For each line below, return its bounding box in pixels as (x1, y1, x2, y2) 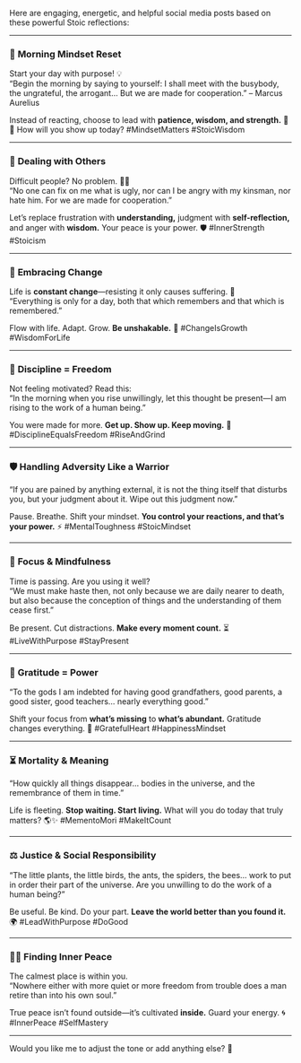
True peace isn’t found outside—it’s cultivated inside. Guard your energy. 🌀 (9, 1006, 286, 1017)
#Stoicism (9, 235, 47, 246)
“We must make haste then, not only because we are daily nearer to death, (9, 585, 285, 596)
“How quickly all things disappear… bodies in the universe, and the (9, 778, 255, 789)
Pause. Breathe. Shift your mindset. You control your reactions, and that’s (9, 511, 285, 522)
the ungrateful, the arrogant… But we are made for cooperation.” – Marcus (9, 88, 283, 99)
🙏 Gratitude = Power (9, 666, 99, 678)
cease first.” (9, 605, 54, 615)
